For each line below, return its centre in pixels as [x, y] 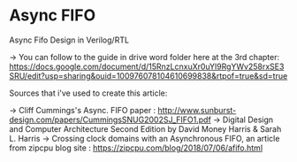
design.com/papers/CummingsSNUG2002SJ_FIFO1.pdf [110, 120]
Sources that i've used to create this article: [88, 93]
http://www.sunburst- [197, 110]
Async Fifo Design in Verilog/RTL [69, 40]
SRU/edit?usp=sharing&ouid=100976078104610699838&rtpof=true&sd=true [148, 75]
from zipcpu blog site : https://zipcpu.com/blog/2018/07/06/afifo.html [136, 148]
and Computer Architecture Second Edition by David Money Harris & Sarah [145, 128]
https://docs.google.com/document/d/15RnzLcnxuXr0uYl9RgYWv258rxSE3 [147, 66]
